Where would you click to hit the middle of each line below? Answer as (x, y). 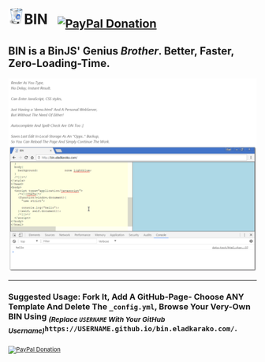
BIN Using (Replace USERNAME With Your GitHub (87, 317)
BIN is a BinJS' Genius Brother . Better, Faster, (121, 51)
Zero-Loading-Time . (59, 63)
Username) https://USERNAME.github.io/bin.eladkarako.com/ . (123, 329)
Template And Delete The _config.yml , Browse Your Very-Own (129, 307)
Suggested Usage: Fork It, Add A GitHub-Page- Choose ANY (126, 297)
